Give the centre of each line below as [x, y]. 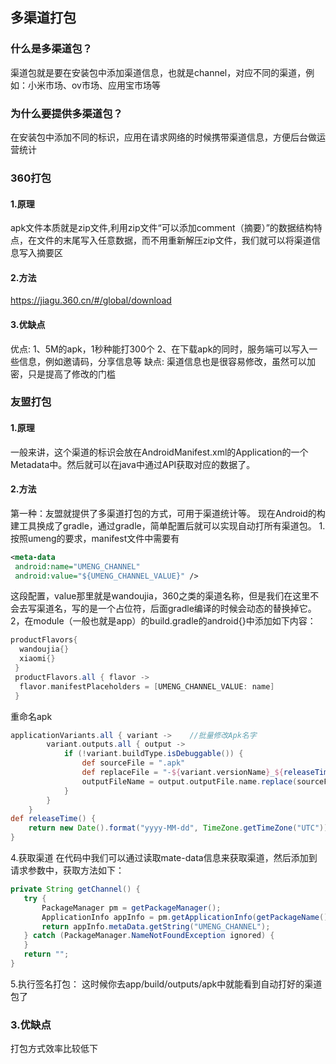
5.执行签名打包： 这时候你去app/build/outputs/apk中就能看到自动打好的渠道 [166, 984]
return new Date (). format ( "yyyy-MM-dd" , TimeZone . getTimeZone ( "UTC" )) [178, 828]
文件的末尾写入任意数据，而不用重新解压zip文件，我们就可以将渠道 [174, 240]
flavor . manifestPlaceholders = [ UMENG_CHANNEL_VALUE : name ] [147, 686]
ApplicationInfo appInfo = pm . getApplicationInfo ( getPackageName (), [187, 917]
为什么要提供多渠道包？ [66, 113]
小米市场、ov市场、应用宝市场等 [94, 85]
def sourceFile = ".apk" [133, 763]
